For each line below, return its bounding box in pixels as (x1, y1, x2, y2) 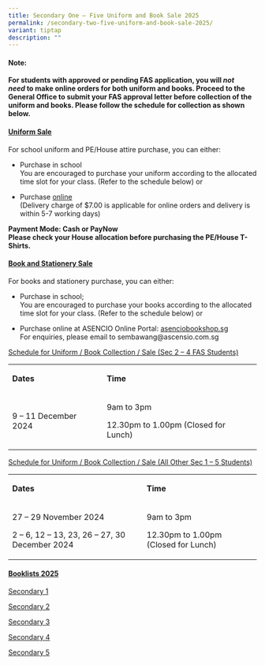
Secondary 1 (8, 587, 49, 596)
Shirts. (8, 241, 32, 250)
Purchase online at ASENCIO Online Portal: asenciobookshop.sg (19, 323, 229, 333)
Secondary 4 (8, 633, 50, 642)
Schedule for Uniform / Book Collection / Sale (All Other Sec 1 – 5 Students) (8, 457, 253, 466)
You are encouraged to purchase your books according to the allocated (19, 300, 252, 309)
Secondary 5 (8, 648, 50, 657)
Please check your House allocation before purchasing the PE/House (8, 232, 239, 241)
